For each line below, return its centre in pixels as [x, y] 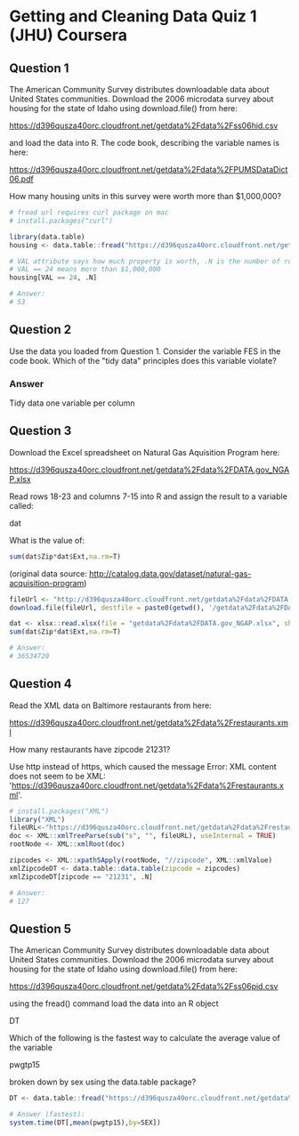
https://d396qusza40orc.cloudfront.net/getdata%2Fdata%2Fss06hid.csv [144, 125]
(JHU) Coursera [68, 35]
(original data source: [48, 573]
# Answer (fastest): [48, 1115]
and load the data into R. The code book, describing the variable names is [145, 143]
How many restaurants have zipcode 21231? [90, 749]
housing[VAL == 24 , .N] [53, 278]
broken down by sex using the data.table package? [103, 1082]
